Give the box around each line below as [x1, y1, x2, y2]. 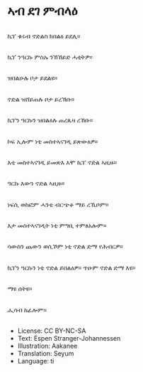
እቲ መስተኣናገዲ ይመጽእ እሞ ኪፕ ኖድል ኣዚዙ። [7, 158, 118, 166]
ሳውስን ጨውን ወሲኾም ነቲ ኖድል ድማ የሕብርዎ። [7, 242, 123, 251]
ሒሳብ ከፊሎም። [7, 305, 47, 314]
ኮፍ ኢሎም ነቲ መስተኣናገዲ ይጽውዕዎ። [7, 137, 98, 145]
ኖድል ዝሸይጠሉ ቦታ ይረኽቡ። [7, 95, 74, 103]
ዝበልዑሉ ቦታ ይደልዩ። [7, 74, 58, 83]
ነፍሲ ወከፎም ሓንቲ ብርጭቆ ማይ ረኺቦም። [7, 200, 109, 208]
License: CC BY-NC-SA [17, 326, 86, 335]
